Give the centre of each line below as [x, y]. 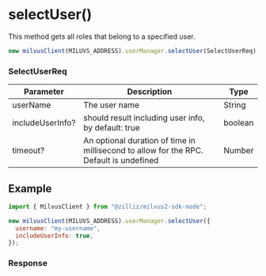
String [235, 105]
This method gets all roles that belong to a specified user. [102, 36]
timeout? [28, 150]
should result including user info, [144, 118]
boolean [239, 123]
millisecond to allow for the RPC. [143, 150]
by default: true [111, 128]
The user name [111, 105]
